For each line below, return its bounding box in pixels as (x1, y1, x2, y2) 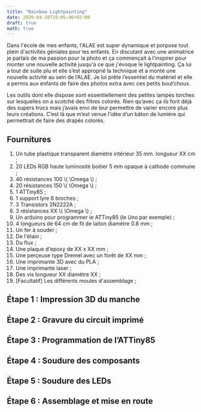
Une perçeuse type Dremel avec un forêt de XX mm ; (15, 252, 146, 259)
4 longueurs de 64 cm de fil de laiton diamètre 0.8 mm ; (15, 220, 153, 227)
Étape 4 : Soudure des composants (7, 355, 140, 365)
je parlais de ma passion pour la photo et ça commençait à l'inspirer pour (7, 54, 187, 62)
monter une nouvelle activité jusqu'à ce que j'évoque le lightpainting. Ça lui (7, 61, 192, 68)
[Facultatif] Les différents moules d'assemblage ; (15, 277, 136, 285)
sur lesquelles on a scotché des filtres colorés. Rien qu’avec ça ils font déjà (7, 98, 192, 105)
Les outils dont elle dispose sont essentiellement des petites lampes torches (7, 91, 195, 99)
